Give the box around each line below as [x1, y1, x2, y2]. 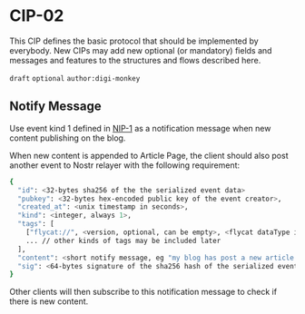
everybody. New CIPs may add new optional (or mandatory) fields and [9, 44, 272, 55]
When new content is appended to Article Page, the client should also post [9, 150, 289, 161]
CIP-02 [9, 5, 64, 26]
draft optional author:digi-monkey [9, 74, 141, 83]
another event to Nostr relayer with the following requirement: [9, 160, 241, 171]
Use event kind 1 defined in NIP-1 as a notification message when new [9, 123, 271, 133]
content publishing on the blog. [9, 132, 126, 143]
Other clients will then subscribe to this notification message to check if [9, 287, 278, 298]
